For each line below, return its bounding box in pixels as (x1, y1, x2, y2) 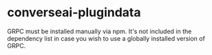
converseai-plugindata (7, 5, 141, 20)
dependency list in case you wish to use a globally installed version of (7, 34, 205, 42)
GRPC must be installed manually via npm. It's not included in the (7, 27, 192, 35)
